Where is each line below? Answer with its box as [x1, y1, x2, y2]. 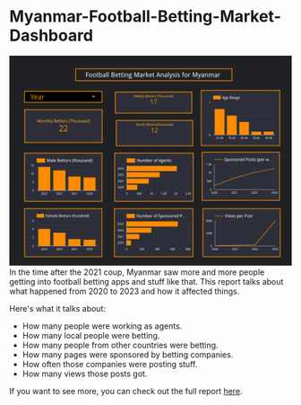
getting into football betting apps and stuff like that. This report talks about [9, 277, 284, 286]
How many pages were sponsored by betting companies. [21, 349, 234, 360]
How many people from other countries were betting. [21, 339, 219, 350]
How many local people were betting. [21, 330, 160, 340]
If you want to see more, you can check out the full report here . [9, 386, 244, 396]
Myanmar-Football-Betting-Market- [9, 6, 282, 27]
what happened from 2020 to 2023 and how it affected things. [9, 286, 240, 296]
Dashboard [9, 25, 94, 46]
